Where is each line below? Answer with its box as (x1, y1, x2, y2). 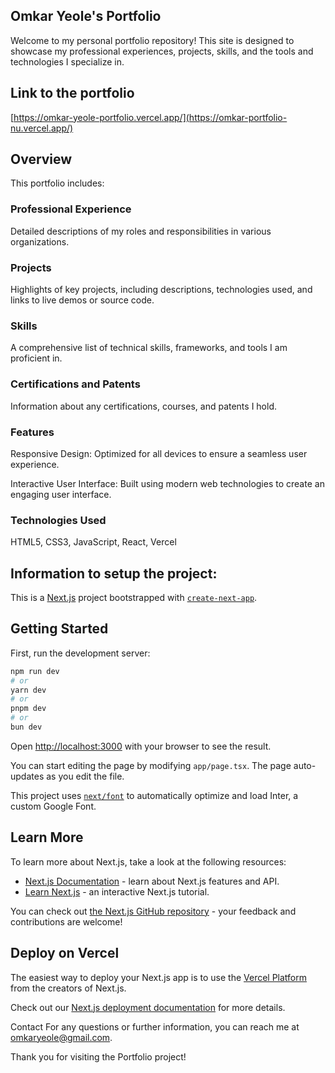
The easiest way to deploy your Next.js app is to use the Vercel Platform (10, 971, 308, 983)
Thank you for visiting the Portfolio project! (10, 1050, 187, 1063)
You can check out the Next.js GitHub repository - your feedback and (10, 905, 297, 917)
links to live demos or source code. (10, 294, 155, 306)
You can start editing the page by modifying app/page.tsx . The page (10, 759, 292, 771)
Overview (10, 151, 73, 168)
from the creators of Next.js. (10, 982, 127, 994)
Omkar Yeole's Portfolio (10, 8, 162, 25)
